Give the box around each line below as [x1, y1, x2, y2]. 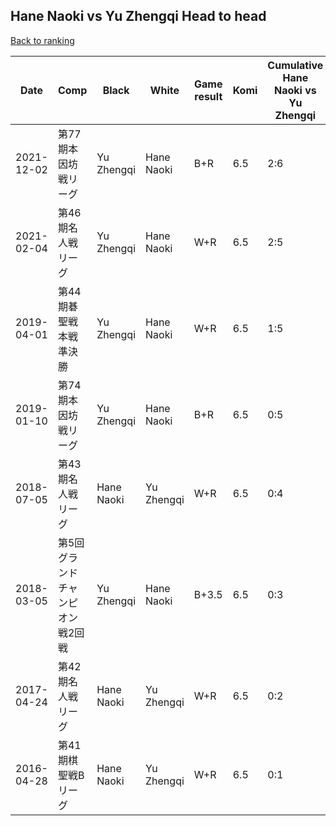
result [194, 89, 223, 103]
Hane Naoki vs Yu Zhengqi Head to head [10, 8, 267, 25]
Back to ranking [10, 34, 75, 46]
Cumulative [267, 58, 324, 72]
